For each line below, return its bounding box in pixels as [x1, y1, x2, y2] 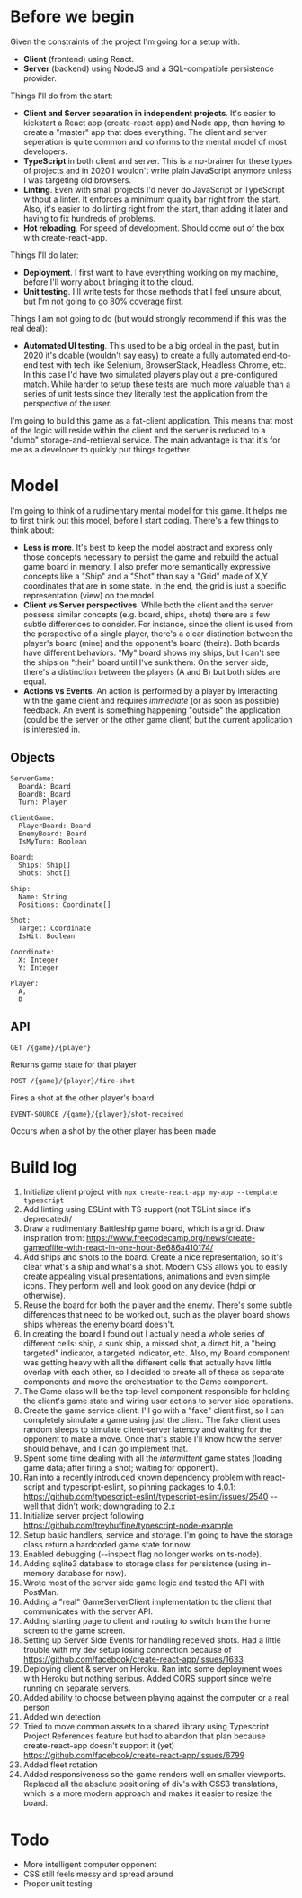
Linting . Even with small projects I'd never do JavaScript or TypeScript [22, 184, 286, 195]
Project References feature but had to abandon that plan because [22, 1730, 266, 1741]
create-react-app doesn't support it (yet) [22, 1740, 175, 1751]
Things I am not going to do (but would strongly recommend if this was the [10, 313, 287, 324]
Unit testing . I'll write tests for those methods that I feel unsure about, [22, 286, 282, 297]
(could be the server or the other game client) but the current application [22, 714, 293, 725]
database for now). [56, 1568, 127, 1579]
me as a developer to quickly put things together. [10, 443, 192, 454]
